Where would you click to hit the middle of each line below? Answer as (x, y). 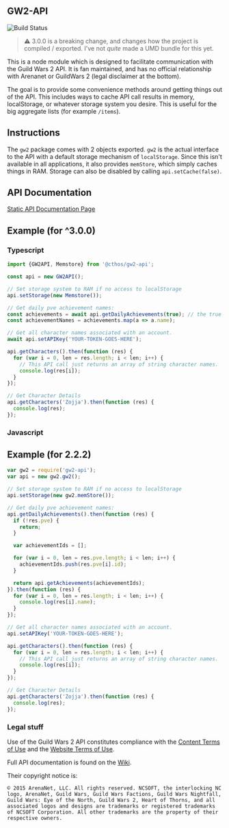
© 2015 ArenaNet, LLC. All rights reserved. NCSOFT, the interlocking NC (114, 788)
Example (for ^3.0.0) (51, 230)
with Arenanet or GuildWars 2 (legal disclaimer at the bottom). (94, 76)
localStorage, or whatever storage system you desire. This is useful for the (112, 104)
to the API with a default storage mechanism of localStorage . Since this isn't (114, 156)
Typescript (26, 250)
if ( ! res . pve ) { (36, 520)
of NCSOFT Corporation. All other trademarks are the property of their (113, 812)
